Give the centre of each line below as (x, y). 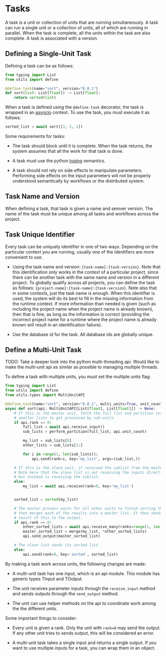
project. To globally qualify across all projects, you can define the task (83, 282)
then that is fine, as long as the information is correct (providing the (81, 314)
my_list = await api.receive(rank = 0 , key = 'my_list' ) (78, 486)
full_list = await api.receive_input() (64, 427)
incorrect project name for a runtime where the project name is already (84, 319)
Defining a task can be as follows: (40, 66)
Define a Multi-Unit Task (43, 350)
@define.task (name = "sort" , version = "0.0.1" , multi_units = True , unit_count (84, 404)
